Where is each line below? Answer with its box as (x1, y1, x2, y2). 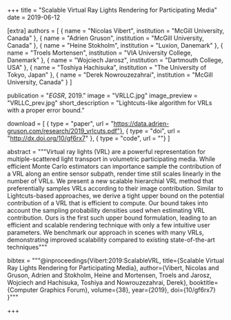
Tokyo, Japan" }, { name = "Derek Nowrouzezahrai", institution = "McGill (7, 70, 213, 79)
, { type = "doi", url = (122, 127, 181, 135)
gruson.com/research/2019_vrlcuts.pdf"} (7, 127, 123, 135)
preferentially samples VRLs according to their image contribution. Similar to (7, 185, 224, 192)
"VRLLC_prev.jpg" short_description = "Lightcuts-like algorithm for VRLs (7, 99, 212, 106)
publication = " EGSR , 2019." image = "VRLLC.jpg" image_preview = (7, 91, 198, 100)
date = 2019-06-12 (7, 13, 61, 21)
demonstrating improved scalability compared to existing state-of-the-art (7, 236, 215, 244)
